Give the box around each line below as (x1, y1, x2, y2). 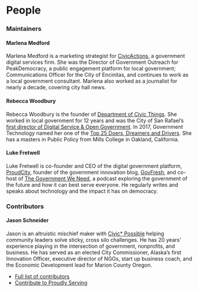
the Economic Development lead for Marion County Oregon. (6, 261, 152, 268)
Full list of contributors (14, 272, 70, 280)
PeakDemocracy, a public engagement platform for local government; (6, 65, 176, 72)
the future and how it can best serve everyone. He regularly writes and (6, 181, 178, 188)
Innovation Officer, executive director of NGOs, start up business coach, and (6, 255, 192, 262)
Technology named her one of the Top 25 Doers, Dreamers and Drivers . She (6, 129, 192, 137)
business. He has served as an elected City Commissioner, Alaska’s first (6, 249, 181, 256)
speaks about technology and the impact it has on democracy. (6, 187, 158, 194)
